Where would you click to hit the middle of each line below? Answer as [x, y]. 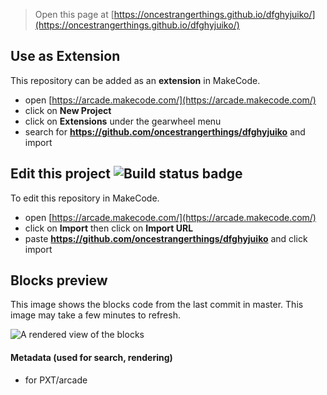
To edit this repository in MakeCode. [85, 198]
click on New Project [68, 110]
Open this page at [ [74, 14]
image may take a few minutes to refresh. [95, 315]
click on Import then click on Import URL [109, 228]
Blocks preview [59, 280]
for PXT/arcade [56, 380]
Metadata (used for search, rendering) [91, 358]
